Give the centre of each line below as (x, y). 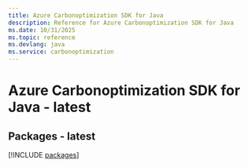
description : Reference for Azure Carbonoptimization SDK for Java (121, 23)
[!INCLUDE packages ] (44, 155)
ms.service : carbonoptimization (61, 52)
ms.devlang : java (37, 45)
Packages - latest (52, 136)
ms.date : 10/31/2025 (42, 30)
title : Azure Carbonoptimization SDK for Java (86, 15)
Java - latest (50, 107)
